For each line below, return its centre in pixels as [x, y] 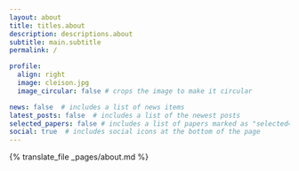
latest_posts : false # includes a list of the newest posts [125, 115]
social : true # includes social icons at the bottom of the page [135, 132]
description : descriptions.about [71, 34]
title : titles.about [48, 26]
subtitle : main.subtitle [55, 42]
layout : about [36, 17]
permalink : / [33, 51]
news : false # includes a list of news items [97, 107]
